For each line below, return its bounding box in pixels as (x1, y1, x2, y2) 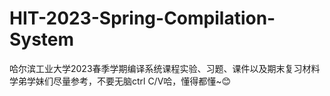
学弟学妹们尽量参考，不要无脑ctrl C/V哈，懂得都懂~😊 (9, 75, 232, 87)
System (9, 28, 75, 51)
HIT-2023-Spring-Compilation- (9, 7, 276, 30)
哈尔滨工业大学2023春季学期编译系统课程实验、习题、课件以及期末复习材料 (9, 62, 321, 74)
